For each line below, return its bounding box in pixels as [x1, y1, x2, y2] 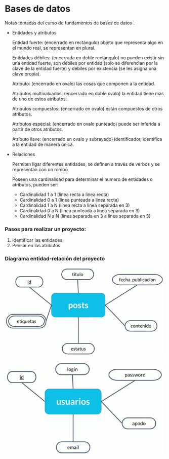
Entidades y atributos [12, 29, 57, 35]
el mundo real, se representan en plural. [12, 45, 96, 51]
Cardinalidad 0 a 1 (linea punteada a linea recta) [19, 197, 119, 203]
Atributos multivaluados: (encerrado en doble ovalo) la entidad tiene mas [12, 90, 164, 96]
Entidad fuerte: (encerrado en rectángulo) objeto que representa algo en [12, 39, 163, 46]
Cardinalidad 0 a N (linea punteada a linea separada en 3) [19, 207, 140, 213]
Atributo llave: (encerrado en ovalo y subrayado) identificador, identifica [12, 136, 162, 142]
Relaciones [12, 151, 35, 157]
